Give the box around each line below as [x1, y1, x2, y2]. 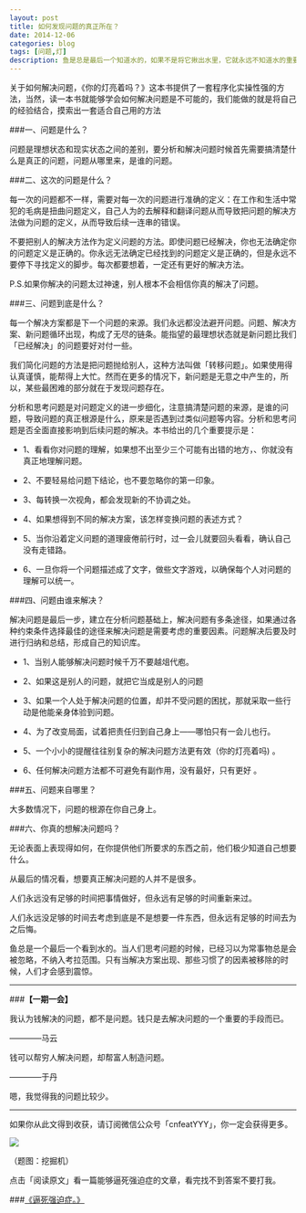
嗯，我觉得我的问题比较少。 [9, 1091, 114, 1102]
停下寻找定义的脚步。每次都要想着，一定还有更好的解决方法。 [16, 259, 249, 269]
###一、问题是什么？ [9, 124, 89, 135]
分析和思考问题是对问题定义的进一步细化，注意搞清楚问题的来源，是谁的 [9, 402, 280, 412]
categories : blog [9, 38, 76, 48]
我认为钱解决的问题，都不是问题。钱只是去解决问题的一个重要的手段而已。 [9, 1013, 289, 1024]
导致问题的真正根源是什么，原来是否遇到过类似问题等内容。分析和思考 [25, 413, 289, 424]
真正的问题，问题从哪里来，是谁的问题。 [25, 155, 178, 165]
